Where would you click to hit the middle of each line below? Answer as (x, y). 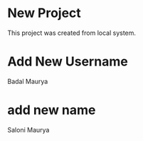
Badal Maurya (28, 81)
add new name (52, 110)
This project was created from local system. (72, 33)
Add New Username (68, 62)
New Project (44, 13)
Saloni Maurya (28, 130)
